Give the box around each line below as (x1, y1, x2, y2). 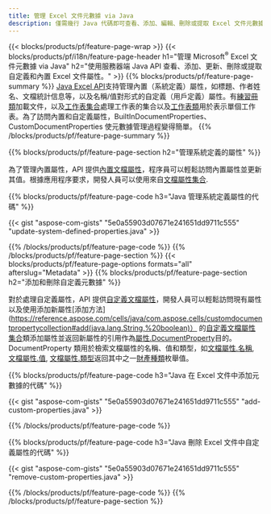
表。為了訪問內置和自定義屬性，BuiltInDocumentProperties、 (8, 112, 211, 122)
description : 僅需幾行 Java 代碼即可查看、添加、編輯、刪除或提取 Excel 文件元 (8, 19, 252, 27)
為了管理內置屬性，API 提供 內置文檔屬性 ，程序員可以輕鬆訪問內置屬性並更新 (8, 164, 262, 174)
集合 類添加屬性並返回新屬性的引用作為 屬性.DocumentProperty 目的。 (8, 334, 236, 343)
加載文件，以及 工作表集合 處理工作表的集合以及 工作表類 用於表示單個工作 (15, 102, 256, 111)
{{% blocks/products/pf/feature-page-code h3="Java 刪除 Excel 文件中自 (8, 437, 252, 447)
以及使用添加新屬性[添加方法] (8, 305, 106, 314)
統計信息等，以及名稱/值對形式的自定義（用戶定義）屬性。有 (35, 92, 238, 102)
